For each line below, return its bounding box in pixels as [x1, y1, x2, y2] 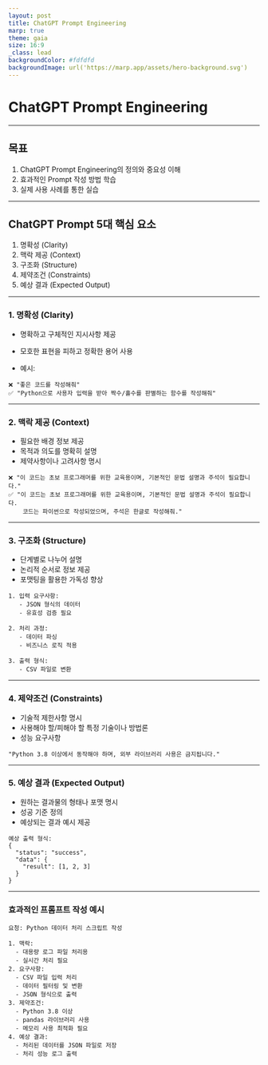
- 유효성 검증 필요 [18, 609, 72, 618]
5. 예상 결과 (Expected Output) [8, 777, 125, 789]
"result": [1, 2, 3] [22, 862, 91, 871]
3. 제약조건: [8, 999, 45, 1007]
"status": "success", [15, 848, 88, 856]
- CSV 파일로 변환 [18, 666, 72, 674]
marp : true [8, 26, 45, 34]
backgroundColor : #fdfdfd [8, 57, 94, 65]
